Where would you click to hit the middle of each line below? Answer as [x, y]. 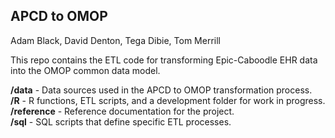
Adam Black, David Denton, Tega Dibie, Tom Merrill [115, 40]
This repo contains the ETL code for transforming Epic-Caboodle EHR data [164, 60]
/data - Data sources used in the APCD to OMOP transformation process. [161, 90]
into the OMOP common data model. [85, 70]
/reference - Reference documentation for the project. [122, 111]
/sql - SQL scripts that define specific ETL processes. [121, 121]
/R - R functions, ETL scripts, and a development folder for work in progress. [168, 100]
